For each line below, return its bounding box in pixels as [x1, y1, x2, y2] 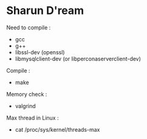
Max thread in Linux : [6, 114, 59, 121]
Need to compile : [6, 24, 51, 31]
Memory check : [6, 90, 47, 98]
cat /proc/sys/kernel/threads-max [15, 126, 100, 133]
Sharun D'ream [6, 4, 84, 18]
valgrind [15, 102, 36, 110]
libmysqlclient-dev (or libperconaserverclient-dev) [15, 55, 142, 62]
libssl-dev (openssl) [15, 48, 65, 55]
